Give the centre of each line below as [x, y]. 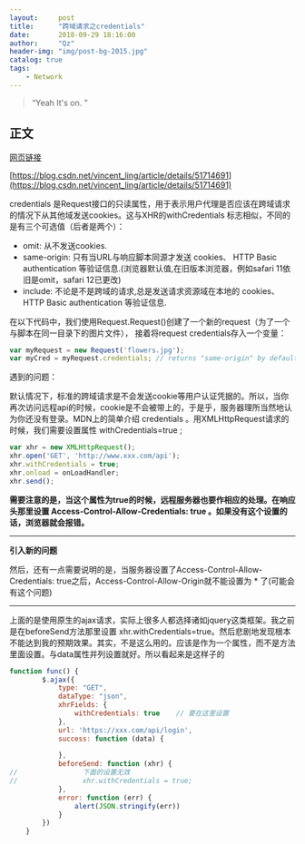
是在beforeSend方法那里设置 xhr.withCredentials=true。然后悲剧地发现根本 [150, 631]
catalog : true [36, 60]
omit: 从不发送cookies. [64, 245]
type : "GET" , [82, 688]
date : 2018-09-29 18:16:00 [73, 34]
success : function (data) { [111, 739]
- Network [44, 77]
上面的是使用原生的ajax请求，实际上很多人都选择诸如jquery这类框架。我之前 [152, 620]
